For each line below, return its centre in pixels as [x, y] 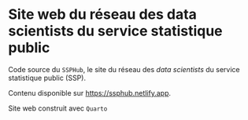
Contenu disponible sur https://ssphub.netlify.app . [90, 93]
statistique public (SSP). [47, 78]
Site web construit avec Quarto [58, 108]
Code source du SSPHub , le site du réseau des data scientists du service [124, 69]
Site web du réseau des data [102, 15]
